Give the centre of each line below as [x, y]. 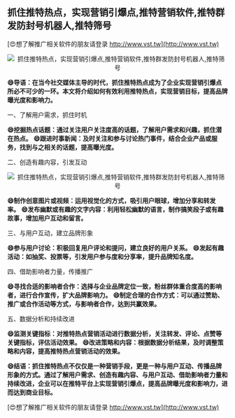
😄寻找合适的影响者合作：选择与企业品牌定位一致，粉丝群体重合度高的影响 [115, 286]
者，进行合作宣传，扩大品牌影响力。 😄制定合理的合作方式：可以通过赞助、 [115, 295]
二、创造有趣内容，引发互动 [47, 162]
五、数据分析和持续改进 [41, 319]
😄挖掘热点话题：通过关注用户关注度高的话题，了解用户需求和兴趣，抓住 [112, 130]
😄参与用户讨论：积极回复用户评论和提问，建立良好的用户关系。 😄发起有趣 [116, 248]
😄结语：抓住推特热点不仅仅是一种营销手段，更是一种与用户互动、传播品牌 [115, 365]
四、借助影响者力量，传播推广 [50, 271]
